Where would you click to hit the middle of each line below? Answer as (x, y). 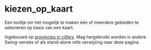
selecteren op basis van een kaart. (39, 27)
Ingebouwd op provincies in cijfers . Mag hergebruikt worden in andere (75, 37)
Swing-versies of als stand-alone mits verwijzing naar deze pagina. (72, 42)
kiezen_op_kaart (39, 9)
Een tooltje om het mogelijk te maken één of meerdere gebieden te (72, 22)
